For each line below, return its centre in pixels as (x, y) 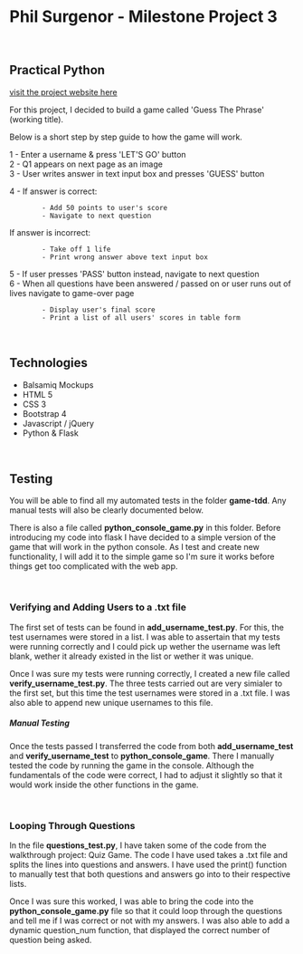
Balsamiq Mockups (58, 385)
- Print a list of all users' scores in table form (142, 318)
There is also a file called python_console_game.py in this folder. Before (145, 528)
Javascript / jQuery (58, 423)
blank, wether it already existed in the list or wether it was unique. (132, 656)
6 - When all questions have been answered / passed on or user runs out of (150, 284)
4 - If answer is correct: (53, 191)
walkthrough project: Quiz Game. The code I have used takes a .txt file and (148, 854)
